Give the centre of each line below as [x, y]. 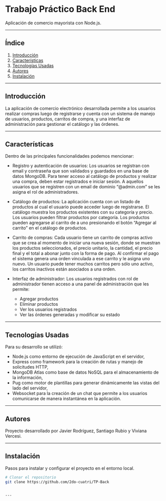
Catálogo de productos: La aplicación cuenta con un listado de [76, 202]
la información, [27, 378]
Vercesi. [14, 436]
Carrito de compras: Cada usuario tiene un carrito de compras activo [82, 238]
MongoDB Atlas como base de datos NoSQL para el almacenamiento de [85, 372]
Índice [15, 43]
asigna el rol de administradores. [45, 192]
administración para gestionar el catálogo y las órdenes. [62, 124]
